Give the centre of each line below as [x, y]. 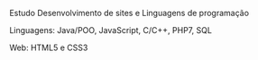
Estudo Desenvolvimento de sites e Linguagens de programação [129, 13]
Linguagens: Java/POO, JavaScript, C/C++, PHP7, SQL [110, 30]
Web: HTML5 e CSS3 [48, 47]
